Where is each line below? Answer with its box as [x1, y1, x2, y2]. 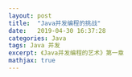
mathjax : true [8, 57, 56, 65]
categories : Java [8, 34, 67, 43]
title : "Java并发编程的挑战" [8, 19, 101, 27]
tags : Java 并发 [8, 42, 60, 50]
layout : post [8, 11, 52, 20]
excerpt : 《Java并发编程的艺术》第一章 [8, 49, 125, 57]
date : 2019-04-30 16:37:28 [8, 26, 106, 34]
